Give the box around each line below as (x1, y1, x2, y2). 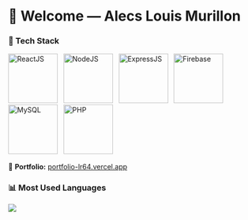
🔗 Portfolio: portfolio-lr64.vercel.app (8, 162, 128, 172)
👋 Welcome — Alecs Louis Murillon (8, 7, 241, 25)
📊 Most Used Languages (8, 182, 107, 193)
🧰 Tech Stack (8, 36, 60, 47)
